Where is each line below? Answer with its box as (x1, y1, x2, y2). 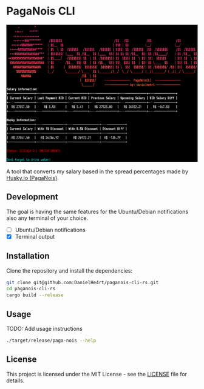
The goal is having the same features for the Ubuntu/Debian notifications (6, 208, 189, 215)
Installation (6, 251, 50, 261)
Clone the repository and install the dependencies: (6, 267, 133, 274)
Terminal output (15, 233, 55, 240)
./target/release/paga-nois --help (6, 337, 97, 344)
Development (6, 192, 59, 202)
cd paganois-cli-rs (6, 286, 56, 292)
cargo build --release (6, 292, 64, 298)
